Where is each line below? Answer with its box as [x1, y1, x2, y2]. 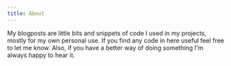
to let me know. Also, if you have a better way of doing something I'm [7, 43, 203, 52]
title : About [7, 10, 45, 17]
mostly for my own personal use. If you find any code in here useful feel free [7, 36, 224, 45]
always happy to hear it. [7, 51, 75, 59]
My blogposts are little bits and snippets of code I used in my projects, [7, 29, 207, 37]
